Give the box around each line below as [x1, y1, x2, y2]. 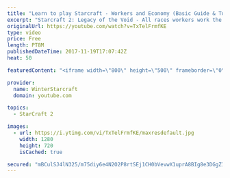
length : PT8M [7, 42, 44, 49]
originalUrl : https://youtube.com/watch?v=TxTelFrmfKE [7, 23, 167, 29]
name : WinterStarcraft [13, 86, 78, 92]
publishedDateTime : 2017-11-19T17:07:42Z [7, 49, 127, 55]
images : [7, 123, 29, 130]
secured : [7, 161, 32, 168]
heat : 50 [7, 55, 32, 62]
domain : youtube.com [13, 92, 72, 99]
